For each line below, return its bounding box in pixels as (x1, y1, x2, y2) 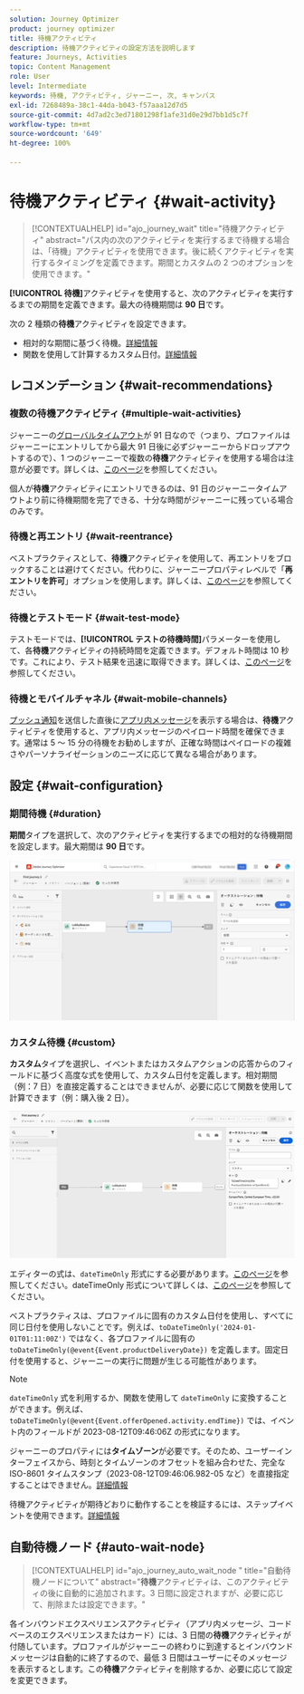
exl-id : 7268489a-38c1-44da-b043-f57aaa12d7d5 (9, 101, 188, 110)
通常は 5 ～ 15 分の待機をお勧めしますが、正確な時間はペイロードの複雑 (24, 737, 292, 748)
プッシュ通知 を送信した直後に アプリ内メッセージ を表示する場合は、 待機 (9, 715, 279, 726)
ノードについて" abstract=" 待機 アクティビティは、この (39, 1576, 242, 1587)
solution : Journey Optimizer (9, 14, 119, 24)
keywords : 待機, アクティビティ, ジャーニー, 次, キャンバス (9, 91, 216, 100)
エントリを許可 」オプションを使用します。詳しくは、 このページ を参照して (9, 575, 286, 586)
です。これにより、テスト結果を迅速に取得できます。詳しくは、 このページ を (9, 657, 293, 668)
